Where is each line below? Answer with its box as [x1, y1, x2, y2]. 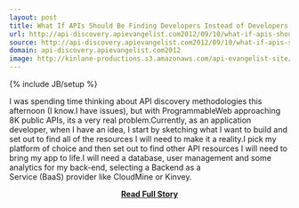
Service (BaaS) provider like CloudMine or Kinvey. [9, 172, 192, 182]
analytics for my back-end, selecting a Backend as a [9, 162, 202, 172]
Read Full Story [120, 188, 179, 199]
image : [9, 54, 34, 63]
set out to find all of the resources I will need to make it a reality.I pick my [9, 134, 277, 144]
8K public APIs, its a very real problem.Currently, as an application [9, 115, 252, 125]
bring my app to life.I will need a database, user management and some [9, 153, 271, 163]
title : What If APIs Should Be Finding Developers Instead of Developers [9, 21, 289, 30]
